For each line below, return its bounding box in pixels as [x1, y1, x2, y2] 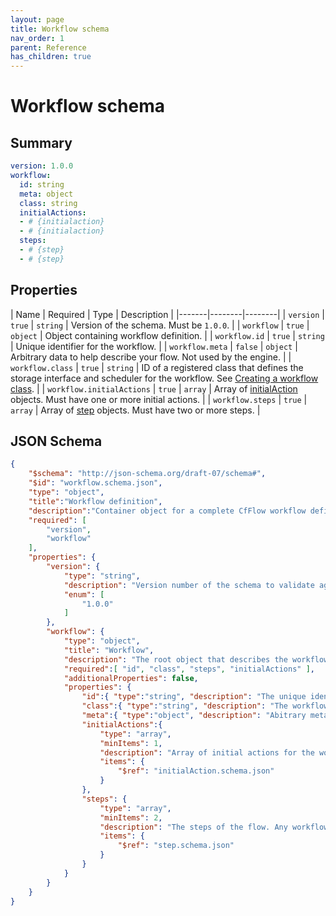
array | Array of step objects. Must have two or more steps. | [10, 404, 261, 416]
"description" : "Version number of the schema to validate [63, 580, 315, 590]
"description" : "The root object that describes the [63, 654, 288, 665]
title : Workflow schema [10, 24, 110, 34]
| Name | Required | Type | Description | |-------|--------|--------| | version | [10, 308, 325, 320]
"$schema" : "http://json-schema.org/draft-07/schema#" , [28, 469, 267, 479]
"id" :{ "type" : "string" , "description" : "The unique [81, 692, 307, 702]
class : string [19, 198, 78, 208]
